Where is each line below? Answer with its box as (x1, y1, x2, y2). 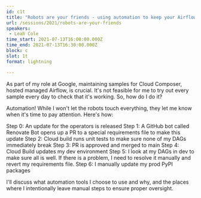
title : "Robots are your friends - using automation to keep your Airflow (6, 14, 197, 20)
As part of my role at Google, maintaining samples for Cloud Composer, (6, 80, 182, 87)
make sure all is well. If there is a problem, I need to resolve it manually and (6, 154, 191, 161)
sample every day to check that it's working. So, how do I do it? (6, 93, 163, 100)
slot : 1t (6, 53, 28, 59)
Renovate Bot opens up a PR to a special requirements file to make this (6, 129, 181, 136)
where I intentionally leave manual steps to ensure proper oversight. (6, 184, 173, 191)
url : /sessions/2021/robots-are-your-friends (6, 20, 121, 26)
